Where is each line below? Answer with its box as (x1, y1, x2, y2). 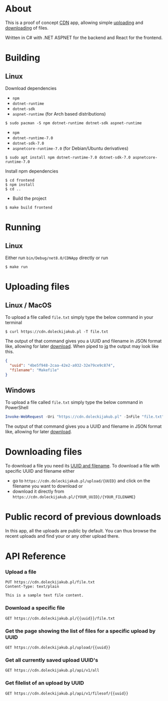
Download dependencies (5, 85, 56, 91)
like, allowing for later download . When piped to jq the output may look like (5, 343, 159, 349)
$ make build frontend (5, 205, 52, 210)
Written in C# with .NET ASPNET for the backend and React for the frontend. (5, 35, 163, 41)
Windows (5, 386, 35, 394)
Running (5, 222, 41, 233)
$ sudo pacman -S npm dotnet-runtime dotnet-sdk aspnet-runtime (5, 121, 142, 126)
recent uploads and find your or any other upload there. (5, 533, 120, 539)
